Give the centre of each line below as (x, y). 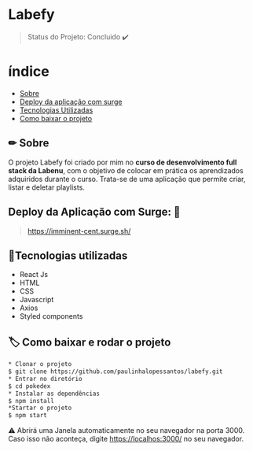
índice (29, 72)
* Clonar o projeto (40, 364)
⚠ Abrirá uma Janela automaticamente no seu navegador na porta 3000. (126, 431)
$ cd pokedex (29, 386)
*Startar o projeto (40, 408)
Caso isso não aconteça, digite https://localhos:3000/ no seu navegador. (126, 439)
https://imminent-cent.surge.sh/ (79, 231)
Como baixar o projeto (56, 118)
